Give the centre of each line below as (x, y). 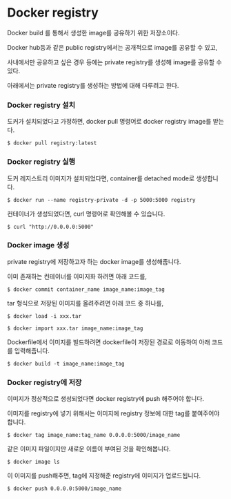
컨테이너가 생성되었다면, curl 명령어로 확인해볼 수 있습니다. (86, 214)
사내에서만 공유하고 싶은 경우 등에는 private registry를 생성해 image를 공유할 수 (114, 62)
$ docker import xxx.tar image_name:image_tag (75, 328)
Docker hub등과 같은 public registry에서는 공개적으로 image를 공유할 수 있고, (112, 47)
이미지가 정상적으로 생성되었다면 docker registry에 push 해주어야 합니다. (106, 399)
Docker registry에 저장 (44, 382)
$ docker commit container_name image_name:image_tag (86, 289)
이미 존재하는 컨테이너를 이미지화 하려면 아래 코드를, (77, 276)
